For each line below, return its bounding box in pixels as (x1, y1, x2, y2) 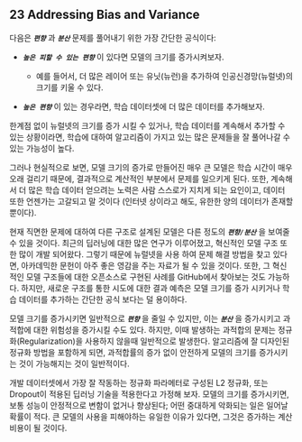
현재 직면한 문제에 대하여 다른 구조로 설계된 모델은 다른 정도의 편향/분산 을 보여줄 (9, 226, 290, 237)
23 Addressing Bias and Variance (9, 7, 200, 23)
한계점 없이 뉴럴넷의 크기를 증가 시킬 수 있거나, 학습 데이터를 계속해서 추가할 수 (9, 120, 286, 131)
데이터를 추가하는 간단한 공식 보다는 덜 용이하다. (18, 293, 188, 305)
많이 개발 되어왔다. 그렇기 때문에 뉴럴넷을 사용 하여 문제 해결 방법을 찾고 (18, 248, 271, 260)
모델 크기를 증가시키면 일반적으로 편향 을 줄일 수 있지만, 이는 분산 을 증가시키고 (9, 313, 281, 324)
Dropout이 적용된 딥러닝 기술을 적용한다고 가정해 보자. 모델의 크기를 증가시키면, (9, 388, 290, 400)
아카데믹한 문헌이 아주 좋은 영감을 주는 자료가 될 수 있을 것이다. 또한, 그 (21, 260, 270, 271)
